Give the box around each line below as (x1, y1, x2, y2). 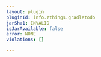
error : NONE (6, 31, 36, 37)
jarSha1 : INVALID (6, 20, 50, 26)
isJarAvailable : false (6, 25, 63, 32)
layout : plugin (6, 8, 44, 15)
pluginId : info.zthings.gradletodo (6, 14, 96, 20)
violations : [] (6, 37, 44, 43)
